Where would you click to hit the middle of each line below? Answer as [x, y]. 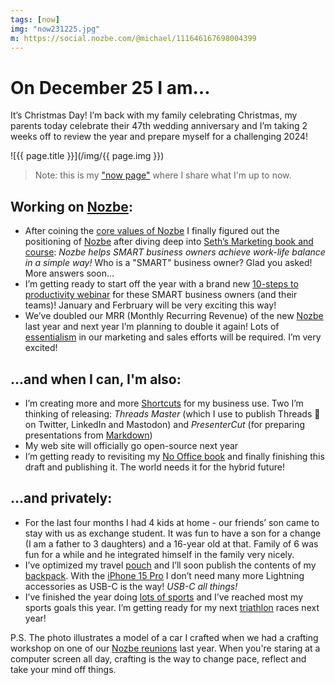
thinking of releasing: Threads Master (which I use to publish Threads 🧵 [172, 413]
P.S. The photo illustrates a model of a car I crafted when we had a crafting [164, 637]
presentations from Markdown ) [88, 435]
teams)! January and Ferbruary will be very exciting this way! [150, 305]
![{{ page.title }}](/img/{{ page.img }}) [87, 156]
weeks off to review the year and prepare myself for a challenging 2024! [159, 137]
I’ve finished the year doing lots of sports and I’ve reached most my [164, 597]
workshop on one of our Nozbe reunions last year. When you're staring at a [165, 648]
